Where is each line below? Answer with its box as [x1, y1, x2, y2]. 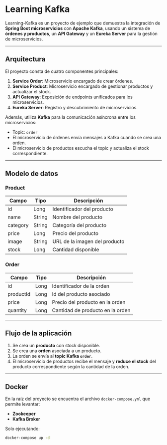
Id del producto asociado [52, 290, 110, 297]
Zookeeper [12, 411, 36, 417]
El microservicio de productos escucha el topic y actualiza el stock [12, 145, 149, 151]
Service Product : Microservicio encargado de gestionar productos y [12, 83, 153, 89]
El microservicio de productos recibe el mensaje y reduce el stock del [12, 358, 156, 364]
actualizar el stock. [12, 88, 51, 94]
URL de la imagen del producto [52, 238, 125, 245]
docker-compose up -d [5, 436, 50, 441]
